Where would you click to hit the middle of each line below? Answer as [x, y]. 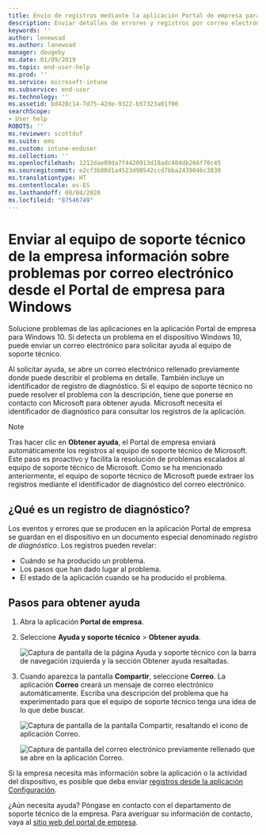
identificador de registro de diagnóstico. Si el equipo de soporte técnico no [131, 387]
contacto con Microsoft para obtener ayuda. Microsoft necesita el [115, 403]
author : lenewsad [37, 38]
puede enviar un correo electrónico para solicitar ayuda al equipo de [120, 345]
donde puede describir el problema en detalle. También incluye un [116, 378]
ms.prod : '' [28, 75]
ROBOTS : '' [26, 126]
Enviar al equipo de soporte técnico [127, 239]
